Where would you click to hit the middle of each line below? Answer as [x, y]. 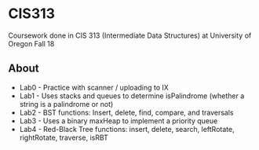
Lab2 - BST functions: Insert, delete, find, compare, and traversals [126, 112]
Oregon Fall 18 [31, 43]
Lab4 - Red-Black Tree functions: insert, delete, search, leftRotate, [127, 129]
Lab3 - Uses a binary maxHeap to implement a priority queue [119, 121]
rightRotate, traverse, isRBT [64, 137]
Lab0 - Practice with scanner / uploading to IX [94, 87]
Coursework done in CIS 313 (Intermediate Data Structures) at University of [130, 35]
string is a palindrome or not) [66, 104]
